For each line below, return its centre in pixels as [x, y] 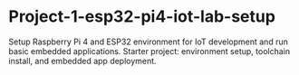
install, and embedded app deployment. [82, 61]
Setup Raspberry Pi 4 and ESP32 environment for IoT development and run [149, 42]
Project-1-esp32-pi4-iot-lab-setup [142, 17]
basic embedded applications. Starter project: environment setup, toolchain [149, 51]
